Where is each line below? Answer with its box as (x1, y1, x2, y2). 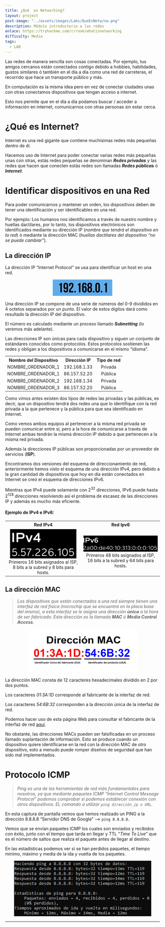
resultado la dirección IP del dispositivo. (5, 311, 86, 318)
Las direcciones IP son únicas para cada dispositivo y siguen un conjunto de (5, 336, 160, 342)
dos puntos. (5, 682, 29, 688)
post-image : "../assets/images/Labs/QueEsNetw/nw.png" (5, 18, 120, 23)
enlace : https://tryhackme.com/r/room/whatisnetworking (5, 29, 122, 34)
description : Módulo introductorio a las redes (5, 24, 105, 29)
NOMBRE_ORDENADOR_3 (7, 385, 60, 391)
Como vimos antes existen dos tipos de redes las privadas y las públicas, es (5, 395, 159, 401)
